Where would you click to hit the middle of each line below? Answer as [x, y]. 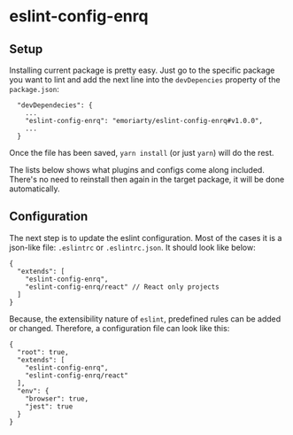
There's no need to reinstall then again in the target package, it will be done [147, 179]
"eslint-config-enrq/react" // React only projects [122, 287]
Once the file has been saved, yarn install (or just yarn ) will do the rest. [142, 153]
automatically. [35, 189]
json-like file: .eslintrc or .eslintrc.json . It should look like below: [132, 247]
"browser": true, [57, 399]
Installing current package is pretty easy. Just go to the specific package [142, 70]
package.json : [34, 89]
